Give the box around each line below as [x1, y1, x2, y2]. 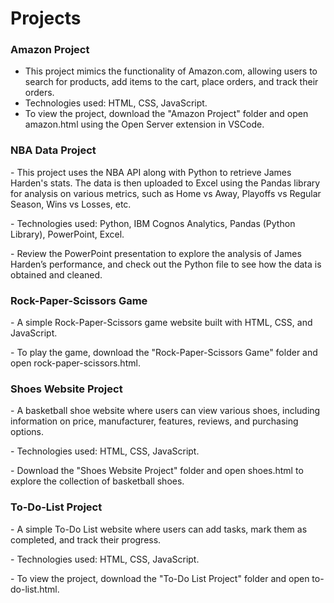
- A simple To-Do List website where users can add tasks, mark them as [10, 523, 308, 535]
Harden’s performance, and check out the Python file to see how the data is [10, 258, 322, 270]
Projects [10, 7, 82, 30]
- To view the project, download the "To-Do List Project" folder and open [10, 572, 310, 584]
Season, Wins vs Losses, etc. [10, 198, 132, 210]
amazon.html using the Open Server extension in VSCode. [24, 118, 265, 131]
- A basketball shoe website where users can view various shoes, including [10, 405, 321, 417]
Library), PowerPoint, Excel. [10, 228, 125, 240]
